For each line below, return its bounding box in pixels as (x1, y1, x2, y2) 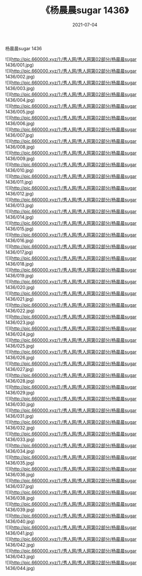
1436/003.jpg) (5, 85, 35, 91)
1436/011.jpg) (5, 179, 33, 185)
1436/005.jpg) (5, 108, 35, 114)
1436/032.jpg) (5, 425, 35, 431)
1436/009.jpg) (5, 155, 35, 161)
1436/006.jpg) (5, 120, 35, 127)
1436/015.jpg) (5, 226, 34, 232)
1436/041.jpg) (5, 530, 34, 536)
